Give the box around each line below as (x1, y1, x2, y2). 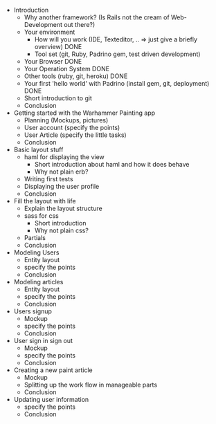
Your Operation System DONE (24, 65, 109, 73)
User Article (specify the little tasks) (24, 131, 127, 139)
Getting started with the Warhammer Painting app (13, 109, 156, 117)
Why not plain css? (34, 226, 89, 234)
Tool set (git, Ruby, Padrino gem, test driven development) (34, 50, 201, 58)
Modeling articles (13, 278, 64, 286)
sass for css (24, 212, 59, 220)
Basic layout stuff (13, 145, 64, 154)
